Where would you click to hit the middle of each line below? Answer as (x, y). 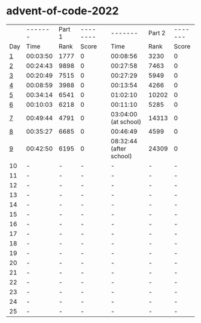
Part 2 (157, 33)
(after (118, 149)
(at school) (126, 122)
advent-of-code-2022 (63, 11)
